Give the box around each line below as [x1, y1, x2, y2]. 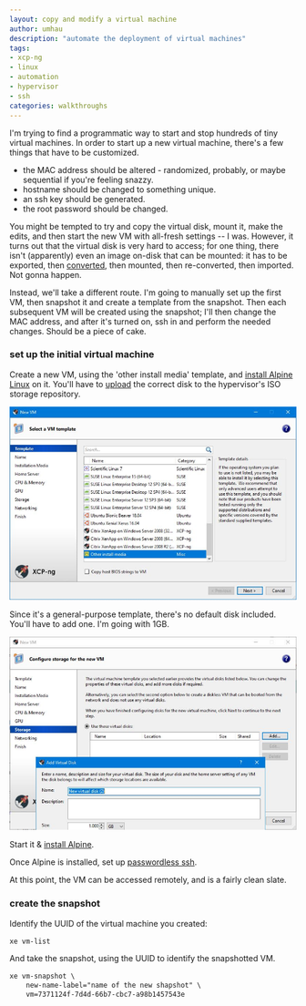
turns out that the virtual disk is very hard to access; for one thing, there [9, 240, 280, 251]
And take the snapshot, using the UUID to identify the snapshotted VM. [9, 952, 276, 963]
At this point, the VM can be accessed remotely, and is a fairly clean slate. [9, 875, 287, 886]
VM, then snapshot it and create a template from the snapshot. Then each [9, 296, 287, 307]
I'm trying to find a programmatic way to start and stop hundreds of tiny [9, 128, 279, 139]
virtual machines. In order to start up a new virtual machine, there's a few [9, 137, 284, 148]
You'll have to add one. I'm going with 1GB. [9, 619, 170, 630]
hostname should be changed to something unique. [22, 183, 217, 195]
